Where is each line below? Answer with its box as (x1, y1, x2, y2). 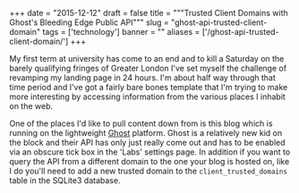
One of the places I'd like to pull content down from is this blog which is (9, 118, 273, 129)
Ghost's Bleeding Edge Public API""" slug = (9, 17, 170, 28)
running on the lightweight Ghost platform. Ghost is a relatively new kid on (9, 128, 283, 138)
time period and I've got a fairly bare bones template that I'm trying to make (9, 82, 288, 92)
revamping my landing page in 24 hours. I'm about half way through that (9, 72, 276, 83)
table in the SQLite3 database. (9, 175, 121, 186)
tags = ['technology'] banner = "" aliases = (42, 27, 201, 37)
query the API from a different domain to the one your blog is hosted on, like (9, 156, 290, 166)
